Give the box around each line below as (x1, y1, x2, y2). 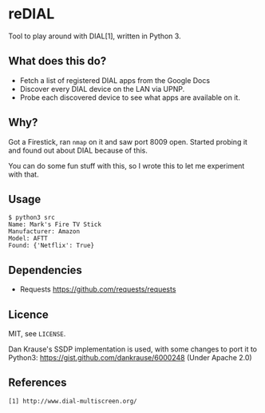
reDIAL (8, 5, 55, 23)
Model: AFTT (8, 235, 48, 243)
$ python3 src (8, 213, 56, 222)
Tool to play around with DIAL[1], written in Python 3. (8, 31, 181, 41)
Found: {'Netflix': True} (8, 241, 94, 250)
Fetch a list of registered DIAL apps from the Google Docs (19, 75, 210, 85)
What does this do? (8, 54, 107, 68)
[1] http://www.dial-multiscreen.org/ (8, 397, 137, 405)
